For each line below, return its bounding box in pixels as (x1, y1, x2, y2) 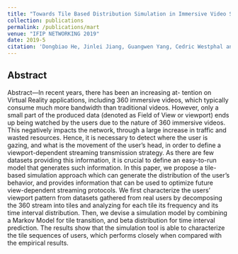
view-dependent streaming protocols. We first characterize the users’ (7, 185, 211, 195)
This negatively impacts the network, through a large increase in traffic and (7, 125, 227, 134)
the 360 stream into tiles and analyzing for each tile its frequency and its (7, 201, 219, 209)
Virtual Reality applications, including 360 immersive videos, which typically (7, 96, 229, 104)
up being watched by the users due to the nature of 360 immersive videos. (7, 118, 225, 127)
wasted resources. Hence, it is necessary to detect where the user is (7, 133, 208, 142)
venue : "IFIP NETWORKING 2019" (7, 30, 100, 37)
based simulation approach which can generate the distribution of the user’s (7, 171, 230, 179)
